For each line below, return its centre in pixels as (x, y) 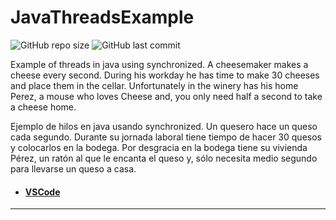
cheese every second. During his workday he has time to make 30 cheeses (165, 75)
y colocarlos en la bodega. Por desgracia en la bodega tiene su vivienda (159, 147)
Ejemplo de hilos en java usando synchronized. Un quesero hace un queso (164, 126)
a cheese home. (43, 107)
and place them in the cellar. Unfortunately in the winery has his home (154, 85)
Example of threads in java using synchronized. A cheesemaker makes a (159, 64)
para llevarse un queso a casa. (73, 168)
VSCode (42, 192)
